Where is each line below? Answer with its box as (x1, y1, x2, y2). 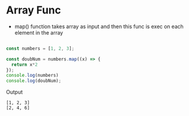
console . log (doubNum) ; (6, 78, 61, 84)
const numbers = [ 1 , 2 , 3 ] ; (6, 45, 75, 52)
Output (6, 88, 23, 95)
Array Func (6, 4, 61, 17)
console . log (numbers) (6, 73, 59, 79)
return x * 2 (11, 62, 38, 67)
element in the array (14, 29, 63, 36)
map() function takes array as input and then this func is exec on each (14, 23, 184, 30)
